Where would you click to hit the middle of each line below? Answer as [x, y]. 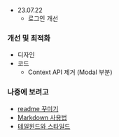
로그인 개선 [43, 18]
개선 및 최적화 [29, 38]
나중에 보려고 [28, 92]
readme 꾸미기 [38, 108]
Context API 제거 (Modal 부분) [70, 72]
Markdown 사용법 [42, 117]
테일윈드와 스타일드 [44, 126]
